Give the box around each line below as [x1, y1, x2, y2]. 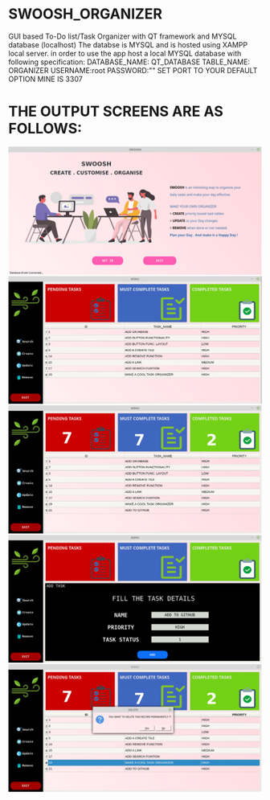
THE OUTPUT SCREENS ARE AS [8, 102, 223, 121]
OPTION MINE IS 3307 [8, 74, 83, 84]
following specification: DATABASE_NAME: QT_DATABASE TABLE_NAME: [8, 57, 251, 67]
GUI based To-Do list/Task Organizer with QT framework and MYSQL [8, 31, 237, 41]
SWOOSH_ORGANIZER [8, 5, 163, 23]
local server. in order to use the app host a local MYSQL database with [8, 48, 242, 58]
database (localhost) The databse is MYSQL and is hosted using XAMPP [8, 39, 247, 49]
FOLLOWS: [8, 120, 83, 137]
